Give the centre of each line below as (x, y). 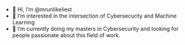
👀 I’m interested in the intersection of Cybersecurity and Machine (94, 16)
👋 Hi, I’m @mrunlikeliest (42, 9)
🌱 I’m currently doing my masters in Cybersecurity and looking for (95, 29)
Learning (23, 22)
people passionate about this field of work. (66, 35)
